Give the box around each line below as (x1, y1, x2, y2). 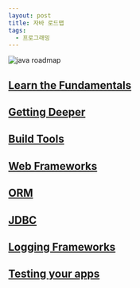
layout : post (8, 11, 52, 20)
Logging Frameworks (8, 240, 116, 254)
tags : (8, 26, 26, 34)
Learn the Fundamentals (8, 79, 132, 92)
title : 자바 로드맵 (8, 19, 64, 27)
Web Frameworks (8, 159, 98, 173)
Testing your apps (8, 267, 100, 281)
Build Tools (8, 132, 65, 146)
